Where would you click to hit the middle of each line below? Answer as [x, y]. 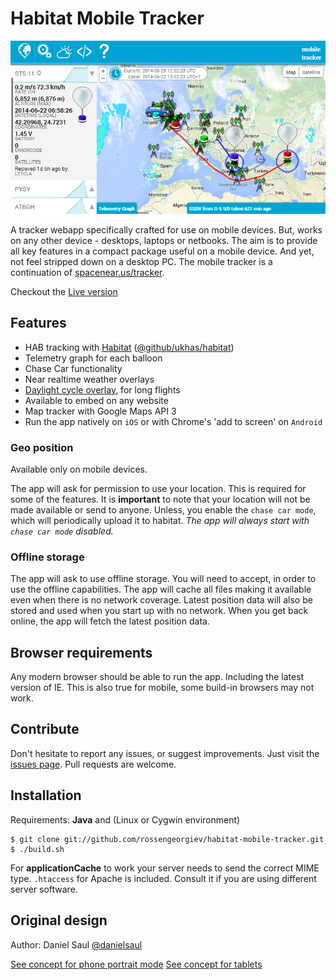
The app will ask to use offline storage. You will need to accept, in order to [163, 579]
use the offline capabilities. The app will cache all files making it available [161, 589]
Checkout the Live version [64, 291]
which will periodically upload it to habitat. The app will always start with [160, 520]
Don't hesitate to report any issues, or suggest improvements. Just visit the [165, 753]
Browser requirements [81, 652]
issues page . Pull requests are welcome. [93, 764]
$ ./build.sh [37, 849]
